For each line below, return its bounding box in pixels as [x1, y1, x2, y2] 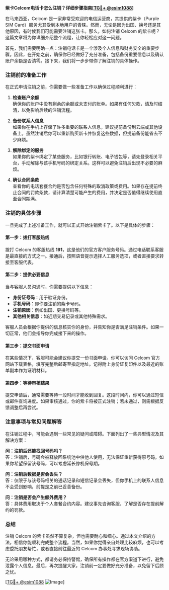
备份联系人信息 [12, 118, 44, 124]
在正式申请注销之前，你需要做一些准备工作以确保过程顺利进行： [5, 84, 137, 90]
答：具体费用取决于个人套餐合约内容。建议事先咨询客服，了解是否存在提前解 [5, 500, 164, 507]
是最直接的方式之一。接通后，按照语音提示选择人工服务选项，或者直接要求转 [5, 252, 164, 259]
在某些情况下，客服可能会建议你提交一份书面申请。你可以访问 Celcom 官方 [5, 355, 160, 361]
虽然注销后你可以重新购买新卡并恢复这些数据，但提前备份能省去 [26, 130, 158, 136]
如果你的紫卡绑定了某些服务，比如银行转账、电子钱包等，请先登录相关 [12, 153, 158, 160]
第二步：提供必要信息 [5, 272, 49, 278]
